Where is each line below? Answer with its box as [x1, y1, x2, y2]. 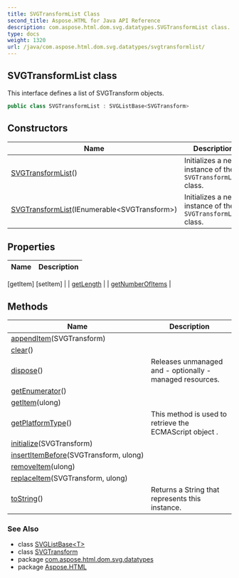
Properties [7, 241, 55, 253]
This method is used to [150, 409, 228, 419]
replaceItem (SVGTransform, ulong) [11, 473, 128, 483]
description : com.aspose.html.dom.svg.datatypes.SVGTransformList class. [7, 23, 231, 31]
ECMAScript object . [150, 427, 218, 437]
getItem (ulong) [11, 398, 62, 408]
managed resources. [150, 374, 220, 384]
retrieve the [150, 418, 190, 428]
